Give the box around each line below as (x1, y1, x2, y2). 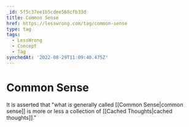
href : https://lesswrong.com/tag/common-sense (6, 20, 128, 26)
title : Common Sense (6, 15, 60, 21)
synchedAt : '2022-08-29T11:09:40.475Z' (6, 54, 109, 60)
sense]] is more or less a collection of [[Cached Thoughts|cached (6, 107, 173, 115)
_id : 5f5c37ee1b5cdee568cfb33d (6, 9, 87, 15)
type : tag (6, 26, 32, 32)
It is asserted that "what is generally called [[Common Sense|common (6, 101, 183, 108)
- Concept (12, 43, 37, 49)
